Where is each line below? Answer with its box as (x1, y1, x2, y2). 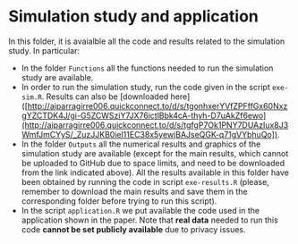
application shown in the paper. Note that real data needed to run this (21, 215, 278, 225)
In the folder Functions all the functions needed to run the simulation (21, 63, 274, 73)
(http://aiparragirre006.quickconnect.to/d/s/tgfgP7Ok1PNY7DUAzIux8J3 (21, 119, 289, 130)
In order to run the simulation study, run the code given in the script (21, 81, 270, 92)
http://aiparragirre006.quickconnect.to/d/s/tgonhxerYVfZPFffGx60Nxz (27, 100, 288, 111)
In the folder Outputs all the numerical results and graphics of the (21, 139, 261, 149)
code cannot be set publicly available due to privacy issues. (21, 223, 247, 234)
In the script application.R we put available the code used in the (21, 205, 260, 215)
